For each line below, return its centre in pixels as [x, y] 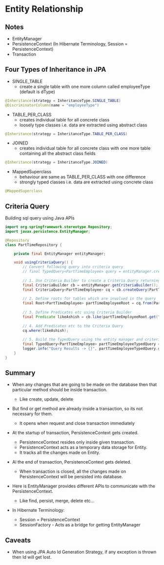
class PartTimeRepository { [34, 245]
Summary [20, 373]
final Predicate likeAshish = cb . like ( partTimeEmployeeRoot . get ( [91, 317]
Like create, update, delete [46, 399]
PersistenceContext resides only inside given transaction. [77, 442]
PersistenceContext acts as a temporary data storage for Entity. [83, 447]
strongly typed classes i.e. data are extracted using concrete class [86, 182]
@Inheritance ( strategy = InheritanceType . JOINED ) [57, 162]
